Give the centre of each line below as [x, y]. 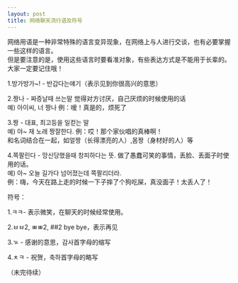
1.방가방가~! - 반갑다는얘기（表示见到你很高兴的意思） [85, 83]
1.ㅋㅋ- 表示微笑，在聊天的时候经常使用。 [67, 212]
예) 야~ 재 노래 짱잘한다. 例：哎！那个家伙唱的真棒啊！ [85, 131]
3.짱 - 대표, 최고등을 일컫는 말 [49, 122]
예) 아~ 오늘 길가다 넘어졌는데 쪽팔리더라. [64, 173]
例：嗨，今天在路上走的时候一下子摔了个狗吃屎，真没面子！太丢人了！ [110, 182]
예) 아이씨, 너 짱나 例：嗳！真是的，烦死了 [67, 107]
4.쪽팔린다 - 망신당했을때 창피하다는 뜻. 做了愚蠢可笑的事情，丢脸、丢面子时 [115, 155]
